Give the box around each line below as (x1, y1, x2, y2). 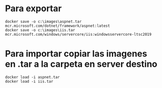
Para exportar (5, 3, 62, 14)
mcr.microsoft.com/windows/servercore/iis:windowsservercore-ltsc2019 (5, 32, 152, 37)
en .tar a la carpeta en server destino (5, 59, 158, 70)
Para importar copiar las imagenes (5, 48, 147, 59)
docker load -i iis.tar (5, 79, 54, 84)
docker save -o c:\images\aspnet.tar (5, 19, 82, 24)
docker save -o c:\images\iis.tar (5, 27, 76, 32)
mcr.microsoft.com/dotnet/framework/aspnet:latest (5, 23, 110, 28)
